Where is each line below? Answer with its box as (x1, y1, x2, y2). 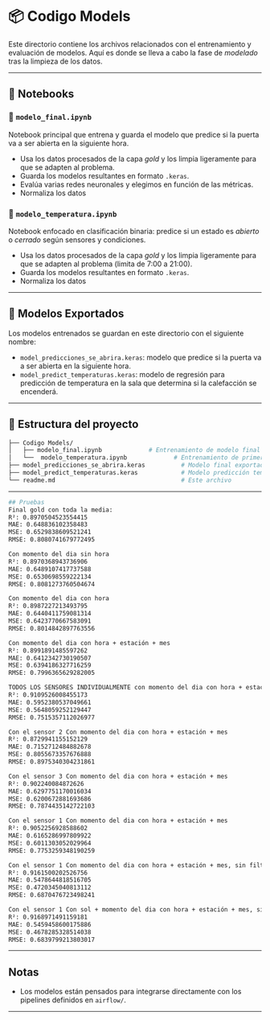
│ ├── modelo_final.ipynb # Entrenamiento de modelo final (8, 446, 261, 454)
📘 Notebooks (8, 87, 75, 101)
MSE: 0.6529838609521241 (8, 529, 92, 537)
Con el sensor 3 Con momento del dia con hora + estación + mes (8, 772, 228, 780)
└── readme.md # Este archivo (8, 476, 231, 484)
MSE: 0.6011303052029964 (8, 839, 92, 847)
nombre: (8, 336, 36, 347)
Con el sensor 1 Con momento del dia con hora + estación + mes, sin (8, 861, 247, 870)
